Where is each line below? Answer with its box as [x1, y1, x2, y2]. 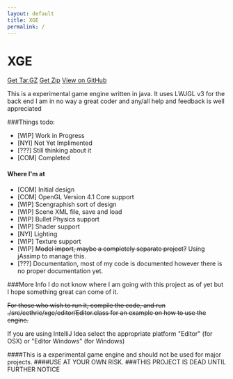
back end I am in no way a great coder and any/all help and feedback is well [7, 97, 225, 105]
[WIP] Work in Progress [17, 132, 85, 140]
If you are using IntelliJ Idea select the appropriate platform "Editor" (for [7, 329, 213, 338]
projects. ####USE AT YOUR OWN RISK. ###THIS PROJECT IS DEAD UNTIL [7, 357, 226, 366]
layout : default [7, 10, 54, 17]
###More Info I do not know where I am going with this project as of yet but [7, 280, 224, 288]
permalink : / [7, 23, 45, 30]
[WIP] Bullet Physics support [17, 215, 99, 223]
